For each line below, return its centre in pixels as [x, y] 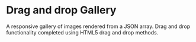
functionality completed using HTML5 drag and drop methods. [82, 32]
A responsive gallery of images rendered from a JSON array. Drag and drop [98, 26]
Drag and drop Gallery [61, 10]
